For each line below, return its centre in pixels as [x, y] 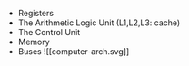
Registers [36, 13]
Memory [34, 42]
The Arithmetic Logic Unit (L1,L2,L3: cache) [99, 23]
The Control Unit [49, 32]
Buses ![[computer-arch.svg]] [74, 52]
